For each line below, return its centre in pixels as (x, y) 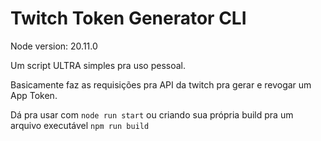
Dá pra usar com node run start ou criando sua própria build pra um (152, 114)
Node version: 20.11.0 (54, 46)
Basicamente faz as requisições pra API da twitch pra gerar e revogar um (161, 84)
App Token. (34, 95)
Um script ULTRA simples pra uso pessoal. (98, 65)
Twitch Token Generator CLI (128, 18)
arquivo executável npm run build (80, 125)
